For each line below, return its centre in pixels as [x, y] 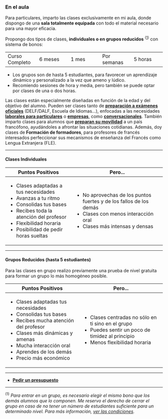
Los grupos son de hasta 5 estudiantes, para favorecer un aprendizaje [85, 75]
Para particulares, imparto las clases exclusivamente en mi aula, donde [78, 18]
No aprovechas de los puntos [117, 195]
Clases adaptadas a [39, 186]
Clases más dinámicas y [45, 333]
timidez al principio [112, 336]
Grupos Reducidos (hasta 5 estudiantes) [48, 259]
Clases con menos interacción [118, 214]
